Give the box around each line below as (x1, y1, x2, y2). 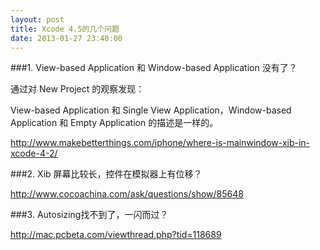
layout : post (10, 14, 65, 25)
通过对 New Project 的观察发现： (10, 83, 145, 95)
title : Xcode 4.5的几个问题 (10, 24, 120, 34)
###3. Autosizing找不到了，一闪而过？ (10, 209, 169, 221)
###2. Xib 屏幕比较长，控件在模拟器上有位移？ (10, 168, 203, 180)
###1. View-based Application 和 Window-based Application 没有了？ (10, 62, 298, 74)
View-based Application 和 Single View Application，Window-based (10, 104, 292, 116)
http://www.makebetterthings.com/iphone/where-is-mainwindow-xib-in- (10, 137, 311, 149)
